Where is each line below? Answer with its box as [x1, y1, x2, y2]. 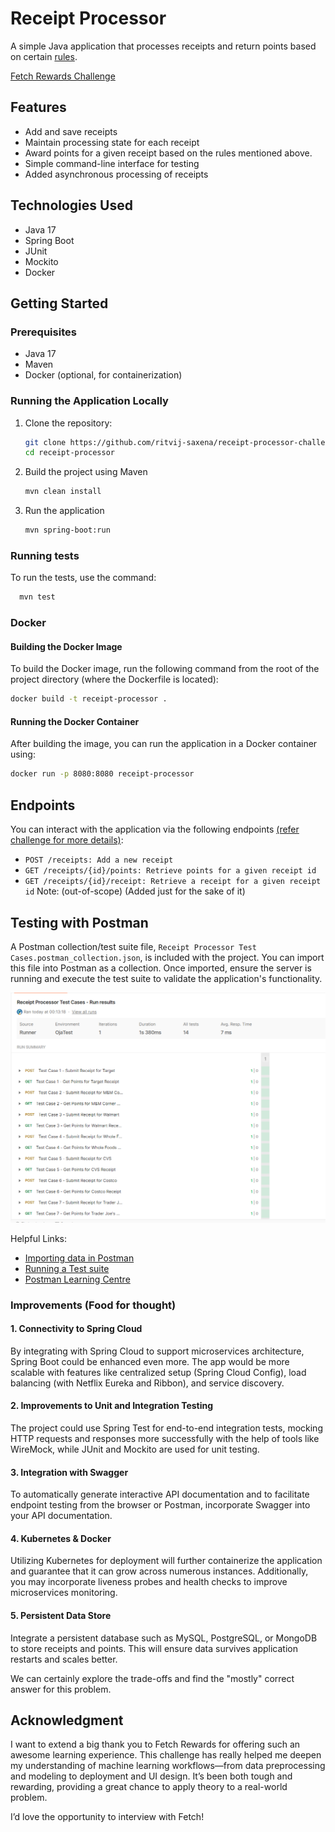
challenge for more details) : [10, 834, 124, 846]
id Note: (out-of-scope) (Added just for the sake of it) [24, 885, 246, 897]
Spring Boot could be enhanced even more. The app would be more [10, 1355, 290, 1367]
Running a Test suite [24, 1262, 110, 1274]
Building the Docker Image [10, 640, 123, 652]
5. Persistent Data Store [10, 1609, 112, 1621]
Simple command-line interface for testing [24, 157, 200, 169]
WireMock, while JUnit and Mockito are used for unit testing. [10, 1443, 260, 1455]
